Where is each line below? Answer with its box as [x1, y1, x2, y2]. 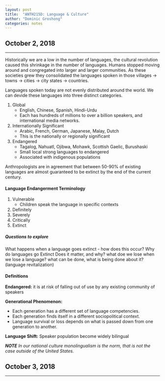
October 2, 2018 [5, 39, 55, 47]
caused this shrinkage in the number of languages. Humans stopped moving [5, 62, 160, 68]
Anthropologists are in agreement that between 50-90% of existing [5, 164, 141, 170]
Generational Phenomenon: [5, 298, 63, 305]
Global [12, 102, 26, 108]
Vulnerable [12, 196, 34, 202]
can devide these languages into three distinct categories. [5, 92, 123, 98]
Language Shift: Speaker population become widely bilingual [5, 333, 129, 339]
